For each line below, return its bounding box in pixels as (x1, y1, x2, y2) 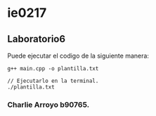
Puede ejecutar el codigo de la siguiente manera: (7, 51, 150, 60)
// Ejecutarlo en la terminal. (7, 77, 99, 84)
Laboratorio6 (7, 33, 65, 45)
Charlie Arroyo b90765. (7, 100, 90, 110)
